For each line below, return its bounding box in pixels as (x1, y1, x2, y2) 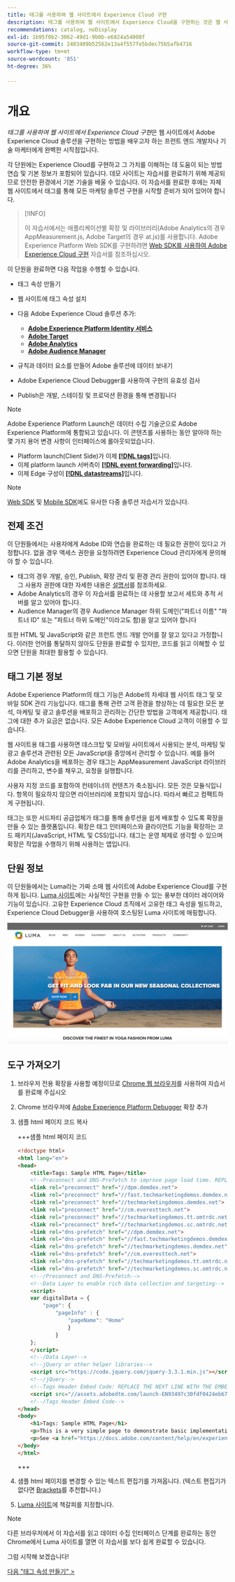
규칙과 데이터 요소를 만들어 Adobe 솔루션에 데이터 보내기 (17, 361, 173, 370)
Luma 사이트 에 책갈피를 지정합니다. (17, 1500, 114, 1509)
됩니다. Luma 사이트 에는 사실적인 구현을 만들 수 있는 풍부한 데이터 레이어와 (20, 891, 225, 899)
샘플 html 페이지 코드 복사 (17, 1117, 88, 1126)
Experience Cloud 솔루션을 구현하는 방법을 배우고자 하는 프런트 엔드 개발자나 (7, 136, 219, 145)
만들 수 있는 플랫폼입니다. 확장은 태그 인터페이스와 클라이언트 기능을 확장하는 (7, 822, 217, 831)
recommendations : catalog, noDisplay (7, 26, 117, 33)
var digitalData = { (30, 1295, 90, 1302)
